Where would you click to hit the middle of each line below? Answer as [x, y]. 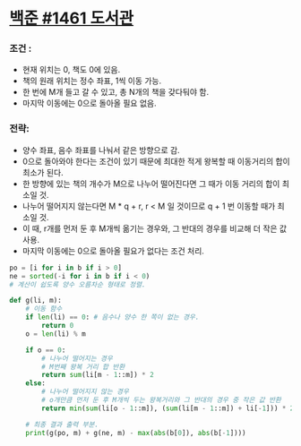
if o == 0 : [46, 350]
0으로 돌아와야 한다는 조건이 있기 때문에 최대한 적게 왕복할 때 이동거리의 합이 [156, 161]
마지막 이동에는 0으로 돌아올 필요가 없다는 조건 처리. [113, 251]
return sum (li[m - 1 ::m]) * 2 [98, 375]
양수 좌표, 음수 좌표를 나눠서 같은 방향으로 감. [101, 150]
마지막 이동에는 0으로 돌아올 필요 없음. [89, 103]
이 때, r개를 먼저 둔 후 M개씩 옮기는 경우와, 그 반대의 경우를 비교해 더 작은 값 [155, 228]
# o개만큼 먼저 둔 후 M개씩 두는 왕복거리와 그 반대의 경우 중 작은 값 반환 [162, 400]
